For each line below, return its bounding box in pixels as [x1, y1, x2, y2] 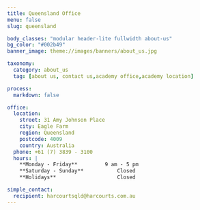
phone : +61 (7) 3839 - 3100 [13, 148, 94, 155]
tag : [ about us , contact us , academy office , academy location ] [13, 73, 194, 79]
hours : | [13, 155, 38, 161]
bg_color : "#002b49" [7, 42, 66, 49]
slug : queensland [7, 23, 57, 29]
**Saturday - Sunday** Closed [19, 168, 136, 174]
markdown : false [13, 92, 59, 99]
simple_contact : [7, 186, 53, 193]
